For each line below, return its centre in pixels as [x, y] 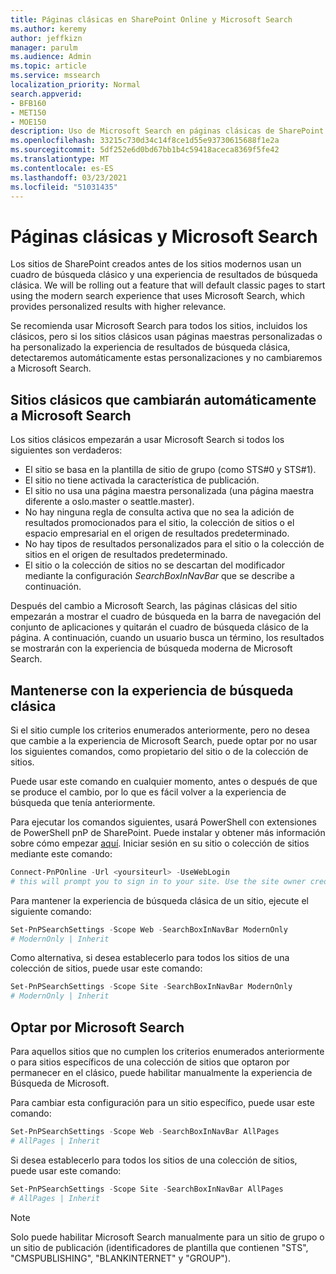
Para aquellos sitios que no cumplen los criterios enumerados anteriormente [167, 1051]
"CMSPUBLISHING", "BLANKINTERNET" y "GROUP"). [121, 1258]
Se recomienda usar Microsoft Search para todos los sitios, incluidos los [159, 326]
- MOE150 [28, 122]
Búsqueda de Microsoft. [60, 1083]
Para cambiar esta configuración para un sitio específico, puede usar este [162, 1102]
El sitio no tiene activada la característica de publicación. [142, 480]
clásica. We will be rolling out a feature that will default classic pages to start [168, 285]
